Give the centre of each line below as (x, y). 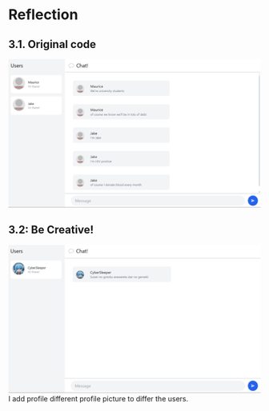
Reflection (43, 15)
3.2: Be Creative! (51, 230)
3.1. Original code (52, 44)
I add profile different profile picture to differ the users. (98, 398)
